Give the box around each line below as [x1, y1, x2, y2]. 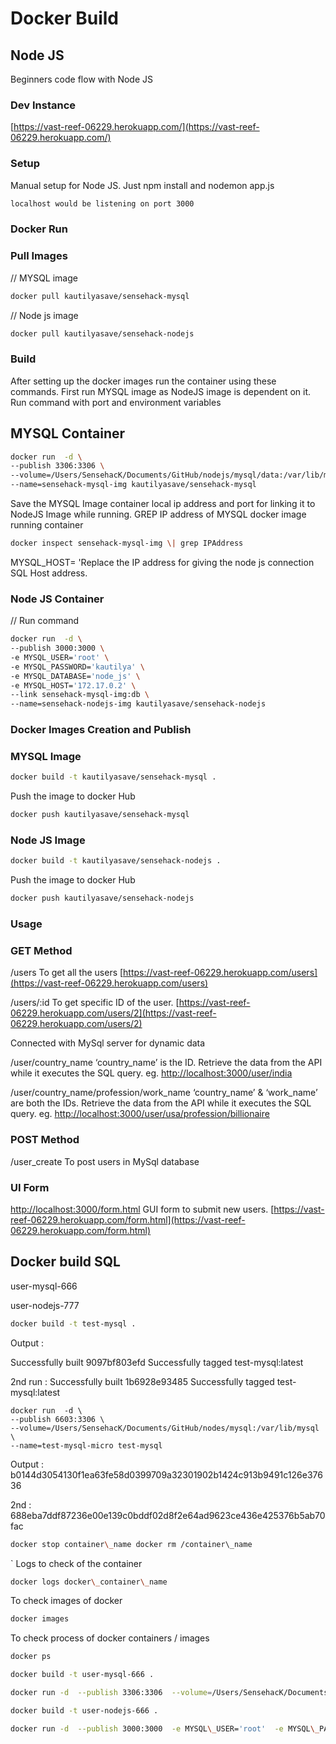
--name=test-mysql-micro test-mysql [10, 1440, 163, 1451]
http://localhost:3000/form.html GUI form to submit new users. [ [10, 1203, 275, 1216]
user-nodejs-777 [10, 1299, 80, 1311]
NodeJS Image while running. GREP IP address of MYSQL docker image [10, 508, 307, 521]
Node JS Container [10, 592, 105, 606]
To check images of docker [10, 1595, 123, 1607]
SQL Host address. [10, 567, 88, 579]
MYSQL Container [10, 425, 126, 442]
